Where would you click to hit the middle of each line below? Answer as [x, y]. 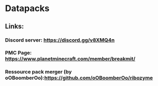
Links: [15, 26]
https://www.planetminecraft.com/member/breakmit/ [70, 59]
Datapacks [27, 8]
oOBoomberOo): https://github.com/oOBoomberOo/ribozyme [79, 78]
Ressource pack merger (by [38, 72]
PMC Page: [18, 53]
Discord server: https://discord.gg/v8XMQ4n [60, 40]
